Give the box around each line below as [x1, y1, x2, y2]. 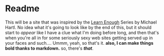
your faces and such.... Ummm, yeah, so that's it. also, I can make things [5, 40, 154, 46]
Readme [5, 3, 40, 14]
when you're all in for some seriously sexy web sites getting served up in [5, 35, 153, 41]
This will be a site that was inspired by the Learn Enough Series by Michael [5, 19, 157, 25]
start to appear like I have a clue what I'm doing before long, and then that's [5, 29, 159, 35]
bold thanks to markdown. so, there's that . [5, 45, 94, 51]
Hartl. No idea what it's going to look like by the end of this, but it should [5, 24, 152, 30]
